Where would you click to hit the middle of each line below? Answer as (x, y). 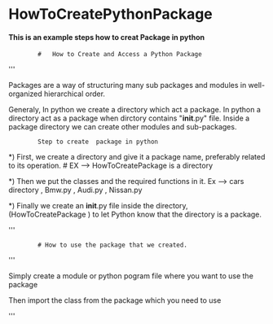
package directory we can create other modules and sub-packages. (123, 127)
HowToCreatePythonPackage (111, 14)
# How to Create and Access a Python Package (120, 55)
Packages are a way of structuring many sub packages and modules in (128, 85)
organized (25, 94)
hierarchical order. (75, 94)
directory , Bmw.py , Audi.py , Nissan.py (75, 190)
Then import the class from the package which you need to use (115, 300)
